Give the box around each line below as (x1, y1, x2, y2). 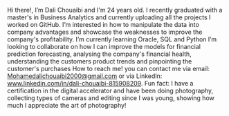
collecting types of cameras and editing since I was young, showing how (7, 94, 214, 102)
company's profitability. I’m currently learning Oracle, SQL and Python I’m (7, 35, 217, 43)
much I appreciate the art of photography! (7, 101, 127, 109)
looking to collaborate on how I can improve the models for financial (7, 43, 201, 50)
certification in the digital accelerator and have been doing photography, (7, 86, 214, 95)
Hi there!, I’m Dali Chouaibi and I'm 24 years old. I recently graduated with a (7, 6, 223, 14)
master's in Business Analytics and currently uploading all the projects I (7, 13, 211, 21)
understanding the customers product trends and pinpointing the (7, 57, 192, 65)
